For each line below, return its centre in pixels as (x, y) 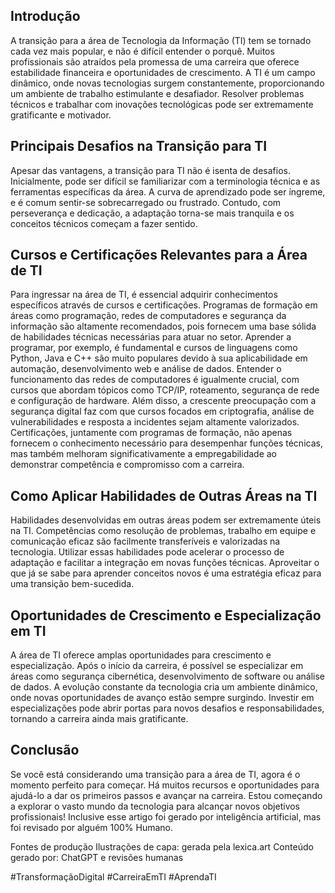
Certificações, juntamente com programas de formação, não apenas (151, 433)
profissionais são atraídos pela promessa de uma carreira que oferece (155, 61)
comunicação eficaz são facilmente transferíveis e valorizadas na (145, 541)
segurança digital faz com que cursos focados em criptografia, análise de (162, 411)
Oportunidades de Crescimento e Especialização (166, 615)
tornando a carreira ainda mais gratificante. (99, 719)
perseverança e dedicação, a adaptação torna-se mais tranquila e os (152, 213)
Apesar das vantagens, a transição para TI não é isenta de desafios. (150, 170)
